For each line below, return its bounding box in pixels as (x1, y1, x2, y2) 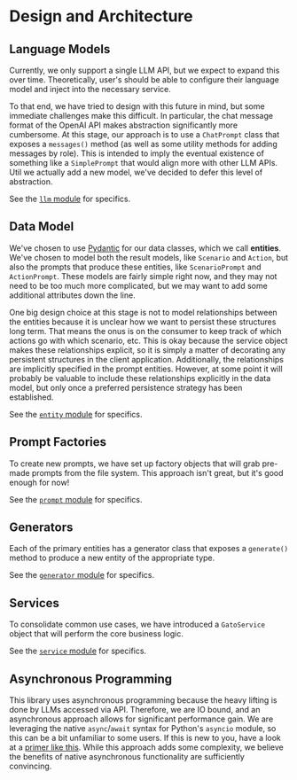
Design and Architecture (9, 6, 193, 27)
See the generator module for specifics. (9, 570, 155, 581)
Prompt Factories (9, 434, 107, 449)
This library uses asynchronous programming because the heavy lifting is (9, 695, 277, 706)
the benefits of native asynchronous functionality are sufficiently (9, 752, 246, 762)
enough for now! (9, 477, 70, 487)
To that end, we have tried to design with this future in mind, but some (9, 101, 265, 112)
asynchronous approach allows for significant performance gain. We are (9, 714, 274, 724)
